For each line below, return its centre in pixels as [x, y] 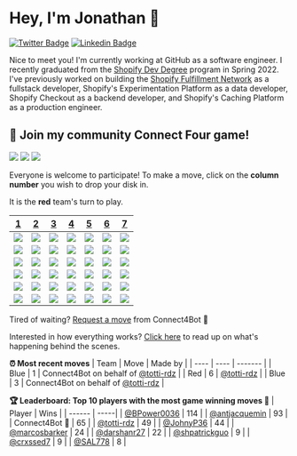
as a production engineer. [56, 107]
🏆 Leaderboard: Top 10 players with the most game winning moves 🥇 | [142, 400]
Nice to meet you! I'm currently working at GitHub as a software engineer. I [146, 60]
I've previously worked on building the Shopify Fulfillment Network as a [139, 78]
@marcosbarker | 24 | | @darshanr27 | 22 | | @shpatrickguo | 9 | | [130, 432]
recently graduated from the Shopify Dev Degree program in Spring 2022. [144, 69]
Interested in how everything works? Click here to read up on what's [134, 336]
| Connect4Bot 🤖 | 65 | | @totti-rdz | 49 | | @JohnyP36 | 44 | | [122, 422]
